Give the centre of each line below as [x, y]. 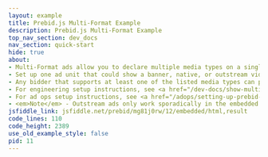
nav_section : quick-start [51, 45]
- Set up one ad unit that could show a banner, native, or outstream [128, 75]
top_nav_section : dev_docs [53, 38]
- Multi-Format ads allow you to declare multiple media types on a [124, 67]
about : [19, 60]
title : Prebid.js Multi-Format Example [75, 23]
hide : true [26, 52]
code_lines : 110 [35, 119]
